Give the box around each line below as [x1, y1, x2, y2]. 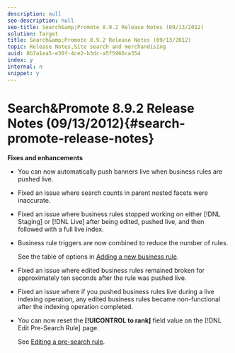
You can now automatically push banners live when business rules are [17, 167, 223, 176]
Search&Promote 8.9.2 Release [7, 100, 195, 116]
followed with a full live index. [17, 225, 104, 234]
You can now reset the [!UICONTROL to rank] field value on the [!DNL [17, 316, 222, 325]
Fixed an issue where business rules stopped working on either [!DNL [17, 210, 221, 218]
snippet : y [7, 69, 40, 77]
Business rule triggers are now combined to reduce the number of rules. [17, 239, 229, 247]
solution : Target [7, 30, 59, 38]
